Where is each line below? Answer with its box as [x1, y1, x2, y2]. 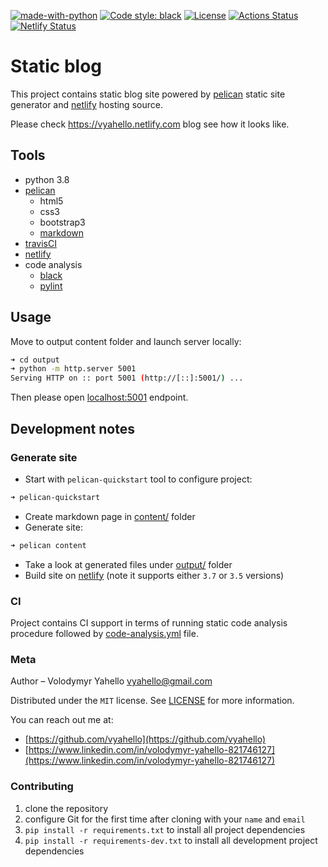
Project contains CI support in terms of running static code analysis [10, 616, 288, 629]
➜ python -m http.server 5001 [10, 364, 137, 374]
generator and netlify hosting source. [10, 98, 163, 110]
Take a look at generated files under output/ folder [24, 558, 233, 570]
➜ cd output [10, 355, 60, 365]
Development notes [10, 420, 135, 437]
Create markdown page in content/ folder [24, 510, 196, 522]
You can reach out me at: [10, 714, 114, 726]
